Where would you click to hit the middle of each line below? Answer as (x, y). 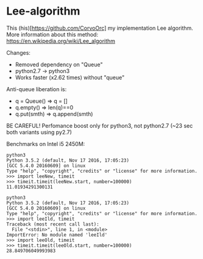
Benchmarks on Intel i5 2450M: (46, 143)
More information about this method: (52, 34)
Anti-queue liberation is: (37, 89)
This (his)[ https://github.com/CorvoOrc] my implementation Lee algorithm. (100, 28)
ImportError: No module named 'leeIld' (57, 235)
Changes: (18, 52)
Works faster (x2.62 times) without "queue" (70, 77)
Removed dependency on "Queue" (59, 64)
